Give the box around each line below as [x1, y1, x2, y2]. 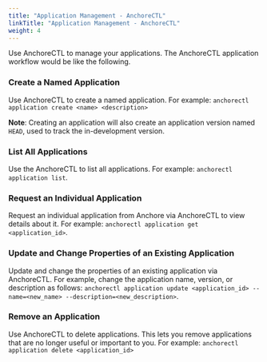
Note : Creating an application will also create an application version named [8, 117, 256, 127]
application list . [8, 173, 68, 182]
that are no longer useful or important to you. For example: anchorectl [8, 337, 239, 348]
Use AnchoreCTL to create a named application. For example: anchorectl [8, 95, 249, 105]
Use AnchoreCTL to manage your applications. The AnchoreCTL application [8, 49, 259, 58]
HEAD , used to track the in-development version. [8, 125, 165, 136]
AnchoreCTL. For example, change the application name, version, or [8, 274, 233, 284]
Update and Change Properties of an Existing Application [8, 248, 234, 259]
